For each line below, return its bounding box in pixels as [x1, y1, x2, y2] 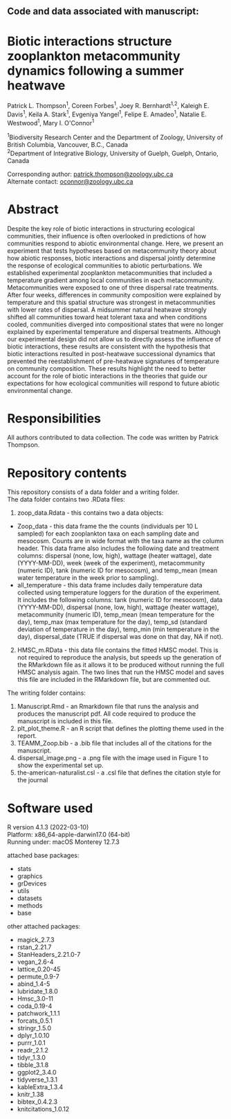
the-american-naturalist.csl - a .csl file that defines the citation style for [17, 768, 221, 777]
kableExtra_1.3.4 [17, 1083, 64, 1091]
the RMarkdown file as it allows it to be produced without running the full [17, 661, 225, 669]
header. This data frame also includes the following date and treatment [17, 544, 219, 553]
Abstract [7, 201, 59, 217]
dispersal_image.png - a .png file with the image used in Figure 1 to [17, 754, 209, 762]
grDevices [17, 879, 47, 888]
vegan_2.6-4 [17, 958, 54, 966]
